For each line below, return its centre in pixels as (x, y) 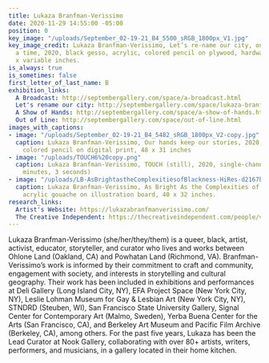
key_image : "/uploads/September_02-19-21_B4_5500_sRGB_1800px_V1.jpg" (128, 38)
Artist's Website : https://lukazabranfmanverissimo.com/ (112, 209)
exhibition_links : (39, 90)
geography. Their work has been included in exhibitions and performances (131, 282)
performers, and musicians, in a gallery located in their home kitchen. (123, 350)
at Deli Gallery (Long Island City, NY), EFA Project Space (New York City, (127, 291)
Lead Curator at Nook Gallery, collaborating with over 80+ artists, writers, (129, 342)
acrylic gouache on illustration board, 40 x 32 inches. (120, 194)
